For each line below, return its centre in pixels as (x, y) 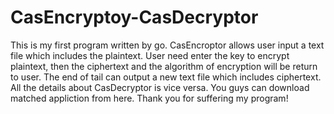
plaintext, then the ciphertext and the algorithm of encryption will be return (164, 66)
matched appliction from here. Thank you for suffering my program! (149, 98)
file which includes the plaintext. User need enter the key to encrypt (150, 55)
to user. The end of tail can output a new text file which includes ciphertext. (166, 77)
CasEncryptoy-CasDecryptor (134, 17)
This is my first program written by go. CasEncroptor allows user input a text (167, 45)
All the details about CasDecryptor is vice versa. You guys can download (160, 87)
